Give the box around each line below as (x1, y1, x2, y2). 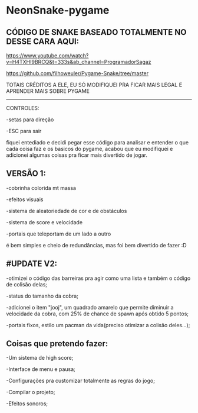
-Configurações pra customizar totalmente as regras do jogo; (6, 377, 155, 385)
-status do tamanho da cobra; (6, 292, 78, 299)
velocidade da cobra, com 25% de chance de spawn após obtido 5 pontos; (6, 310, 189, 317)
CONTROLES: (6, 105, 39, 111)
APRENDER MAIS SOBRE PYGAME (6, 88, 90, 95)
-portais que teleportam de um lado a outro (6, 230, 111, 237)
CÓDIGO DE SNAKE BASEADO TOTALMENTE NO (6, 27, 187, 37)
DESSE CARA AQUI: (6, 36, 80, 46)
